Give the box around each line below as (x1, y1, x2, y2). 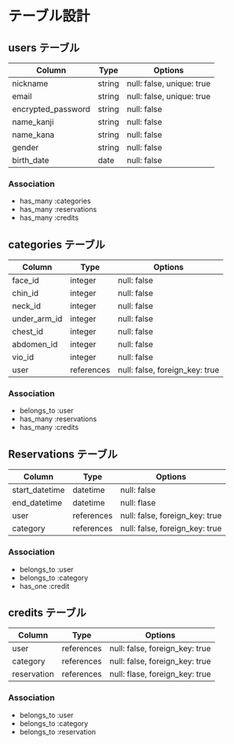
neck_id (12, 301, 42, 312)
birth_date (12, 155, 49, 165)
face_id (12, 275, 39, 286)
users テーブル (8, 41, 80, 54)
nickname (12, 78, 49, 89)
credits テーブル (8, 605, 86, 619)
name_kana (12, 129, 55, 140)
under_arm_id (12, 313, 63, 324)
